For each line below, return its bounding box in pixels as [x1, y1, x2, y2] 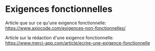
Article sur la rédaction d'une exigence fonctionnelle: [5, 35, 114, 41]
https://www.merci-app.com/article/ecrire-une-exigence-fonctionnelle [5, 40, 151, 46]
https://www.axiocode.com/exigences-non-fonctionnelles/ [5, 25, 126, 31]
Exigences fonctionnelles [5, 3, 113, 15]
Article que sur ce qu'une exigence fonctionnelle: [5, 20, 106, 26]
